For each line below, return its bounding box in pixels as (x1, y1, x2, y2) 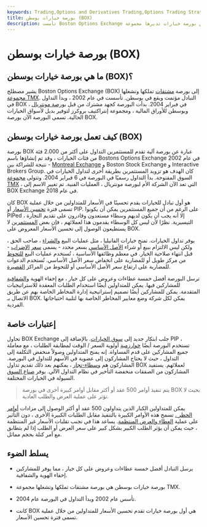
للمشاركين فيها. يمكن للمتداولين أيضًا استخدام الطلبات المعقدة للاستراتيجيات (7, 281, 181, 289)
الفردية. (7, 301, 25, 308)
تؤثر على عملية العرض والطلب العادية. (21, 392, 109, 400)
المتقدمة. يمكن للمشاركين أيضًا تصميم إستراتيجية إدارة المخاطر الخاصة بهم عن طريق (7, 288, 200, 295)
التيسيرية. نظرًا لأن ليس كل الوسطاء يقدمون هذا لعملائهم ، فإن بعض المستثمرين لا (7, 219, 193, 226)
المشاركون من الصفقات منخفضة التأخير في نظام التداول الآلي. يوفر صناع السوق (7, 368, 190, 375)
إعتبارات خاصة (7, 319, 56, 329)
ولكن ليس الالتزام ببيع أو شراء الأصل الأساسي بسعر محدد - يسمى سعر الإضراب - (7, 243, 193, 251)
